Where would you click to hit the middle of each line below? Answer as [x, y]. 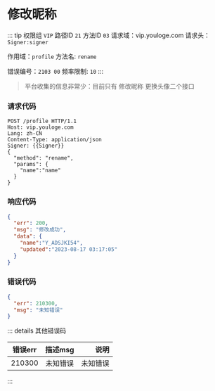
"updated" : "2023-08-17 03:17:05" [69, 249]
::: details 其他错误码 [37, 331]
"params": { [31, 165]
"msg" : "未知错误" [38, 310]
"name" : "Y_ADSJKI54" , [51, 243]
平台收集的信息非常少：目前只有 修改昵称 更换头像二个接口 [109, 86]
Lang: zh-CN [25, 134]
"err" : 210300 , [36, 303]
